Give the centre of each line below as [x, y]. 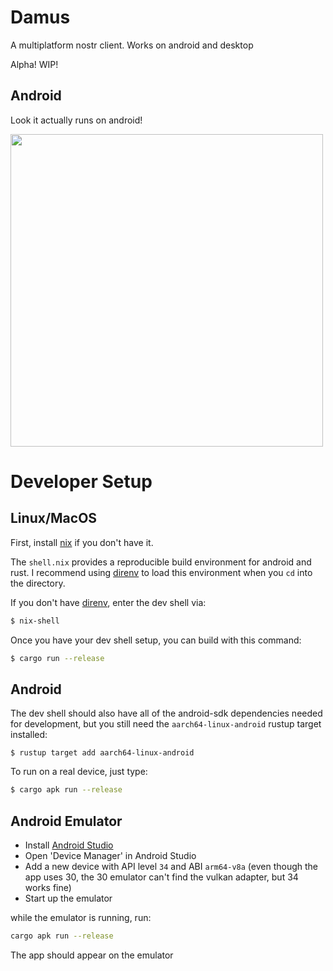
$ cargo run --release [57, 658]
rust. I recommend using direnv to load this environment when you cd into [161, 572]
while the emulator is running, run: [81, 917]
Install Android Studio [69, 845]
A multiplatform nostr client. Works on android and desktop [132, 45]
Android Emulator [66, 821]
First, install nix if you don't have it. [82, 542]
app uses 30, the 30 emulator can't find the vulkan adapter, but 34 [161, 877]
